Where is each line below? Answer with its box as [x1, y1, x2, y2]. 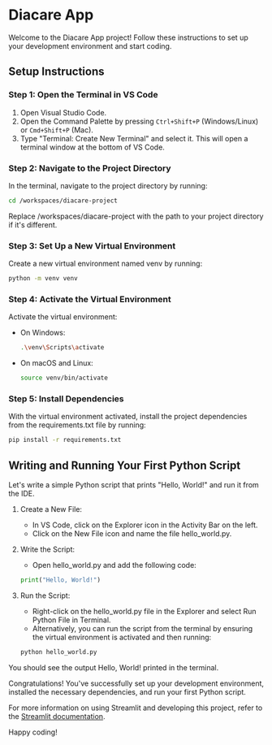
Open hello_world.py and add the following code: [32, 561, 196, 570]
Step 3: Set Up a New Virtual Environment [8, 240, 176, 251]
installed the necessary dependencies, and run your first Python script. [8, 687, 246, 696]
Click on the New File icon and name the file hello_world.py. [32, 529, 232, 538]
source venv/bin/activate [19, 374, 108, 383]
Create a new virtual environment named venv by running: [8, 258, 203, 269]
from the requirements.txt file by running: [8, 420, 146, 430]
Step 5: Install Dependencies [8, 392, 124, 404]
